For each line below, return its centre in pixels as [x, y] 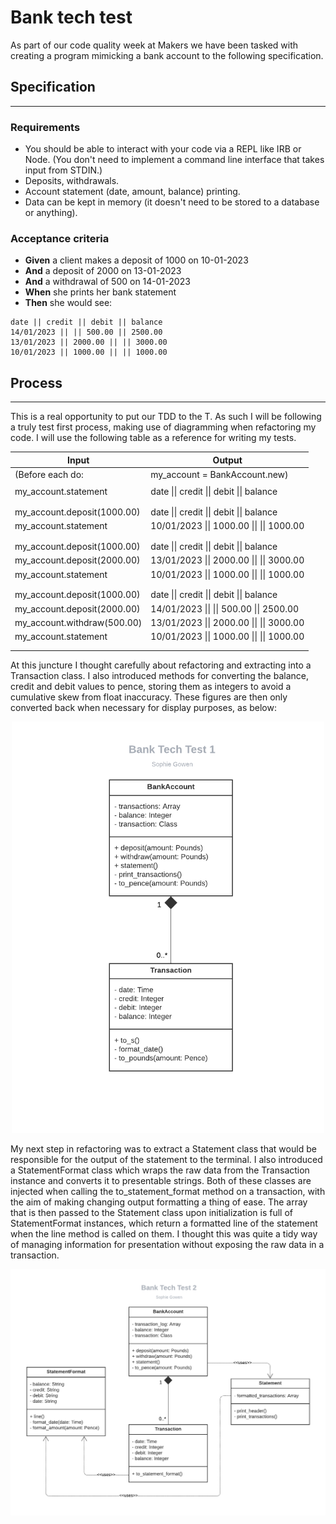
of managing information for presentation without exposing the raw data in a [167, 1245]
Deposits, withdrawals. [72, 181]
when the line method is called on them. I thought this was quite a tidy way [164, 1234]
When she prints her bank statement [100, 292]
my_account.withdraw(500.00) [78, 622]
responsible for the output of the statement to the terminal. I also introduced [166, 1160]
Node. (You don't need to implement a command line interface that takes [174, 160]
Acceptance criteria [60, 238]
